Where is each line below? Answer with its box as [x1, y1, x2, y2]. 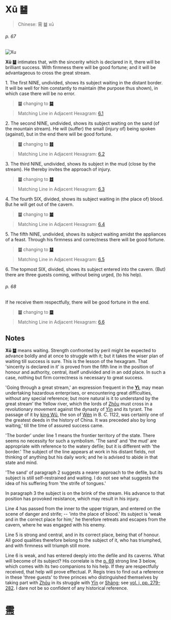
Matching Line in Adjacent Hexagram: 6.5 [17, 257, 105, 263]
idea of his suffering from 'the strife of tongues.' [5, 480, 106, 487]
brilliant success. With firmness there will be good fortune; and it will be [5, 64, 156, 71]
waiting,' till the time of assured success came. [5, 423, 104, 429]
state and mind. [5, 460, 38, 466]
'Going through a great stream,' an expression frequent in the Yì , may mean [5, 384, 164, 391]
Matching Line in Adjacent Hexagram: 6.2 [17, 151, 105, 157]
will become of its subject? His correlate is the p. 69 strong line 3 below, [5, 558, 157, 564]
